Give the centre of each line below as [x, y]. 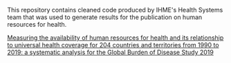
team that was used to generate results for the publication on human [105, 17]
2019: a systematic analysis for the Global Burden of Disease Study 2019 [111, 52]
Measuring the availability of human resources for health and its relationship [115, 38]
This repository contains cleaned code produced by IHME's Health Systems [115, 10]
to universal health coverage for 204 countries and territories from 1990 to [113, 45]
